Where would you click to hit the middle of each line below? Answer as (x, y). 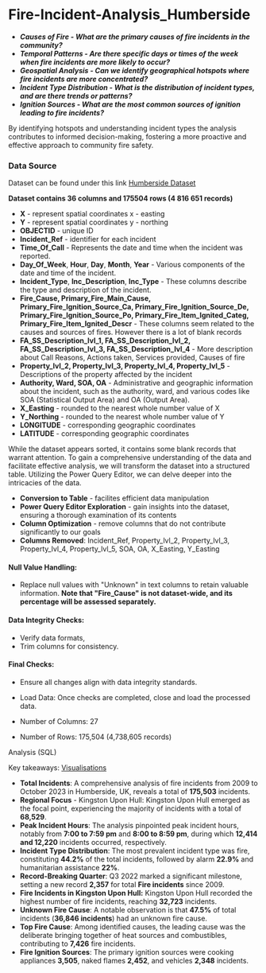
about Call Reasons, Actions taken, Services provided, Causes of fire (132, 358)
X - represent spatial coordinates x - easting (92, 214)
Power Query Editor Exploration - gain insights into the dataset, (125, 507)
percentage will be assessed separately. (88, 601)
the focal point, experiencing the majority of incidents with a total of (131, 808)
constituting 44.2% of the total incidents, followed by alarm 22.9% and (137, 859)
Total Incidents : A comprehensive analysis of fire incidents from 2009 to (139, 783)
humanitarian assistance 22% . (69, 867)
